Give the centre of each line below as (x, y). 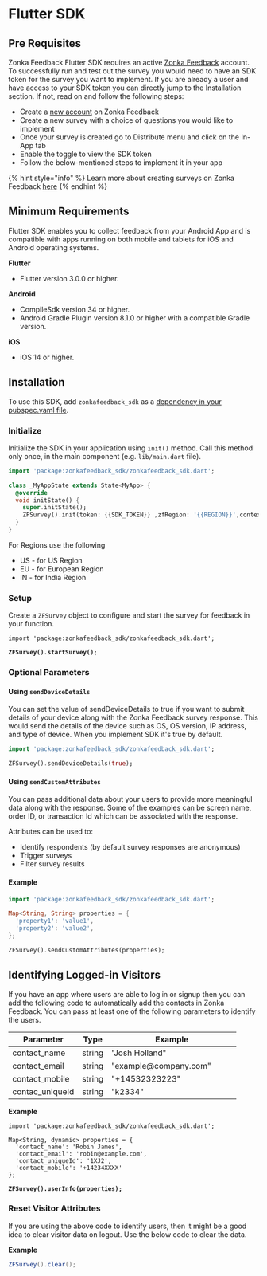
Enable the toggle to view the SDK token (86, 154)
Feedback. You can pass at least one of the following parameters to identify (132, 1011)
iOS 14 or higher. (47, 357)
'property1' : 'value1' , (54, 921)
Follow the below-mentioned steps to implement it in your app (121, 163)
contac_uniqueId (43, 1091)
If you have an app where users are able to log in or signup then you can (127, 994)
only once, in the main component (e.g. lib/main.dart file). (104, 456)
